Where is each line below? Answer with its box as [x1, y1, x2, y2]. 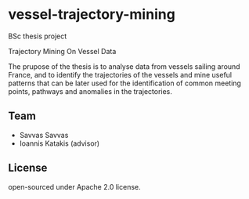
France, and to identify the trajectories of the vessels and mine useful [8, 70, 233, 79]
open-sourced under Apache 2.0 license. [8, 182, 141, 191]
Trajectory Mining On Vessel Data [8, 46, 117, 56]
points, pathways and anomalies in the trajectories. [8, 86, 172, 96]
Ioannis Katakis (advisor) [19, 139, 100, 148]
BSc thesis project [8, 31, 67, 41]
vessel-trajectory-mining [8, 5, 176, 24]
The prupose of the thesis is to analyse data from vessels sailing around [8, 61, 240, 71]
